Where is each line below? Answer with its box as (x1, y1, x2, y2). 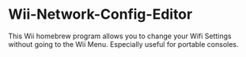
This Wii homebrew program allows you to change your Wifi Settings (8, 31, 232, 41)
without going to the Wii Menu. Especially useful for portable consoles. (8, 39, 239, 48)
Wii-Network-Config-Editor (8, 5, 193, 23)
